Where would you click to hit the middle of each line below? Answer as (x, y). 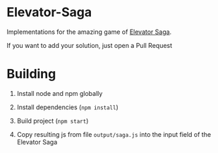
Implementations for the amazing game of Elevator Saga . (89, 32)
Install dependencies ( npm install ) (68, 107)
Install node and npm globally (60, 93)
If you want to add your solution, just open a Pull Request (90, 45)
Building (31, 74)
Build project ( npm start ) (53, 121)
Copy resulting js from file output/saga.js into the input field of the (114, 134)
